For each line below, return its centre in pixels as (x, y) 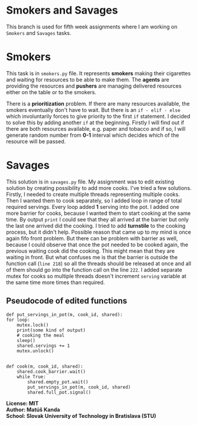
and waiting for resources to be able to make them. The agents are (88, 79)
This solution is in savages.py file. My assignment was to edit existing (90, 182)
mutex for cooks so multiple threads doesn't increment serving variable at (96, 276)
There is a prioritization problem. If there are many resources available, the (98, 104)
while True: (31, 376)
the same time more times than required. (56, 282)
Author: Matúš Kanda (33, 410)
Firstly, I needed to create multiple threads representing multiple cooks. (93, 194)
